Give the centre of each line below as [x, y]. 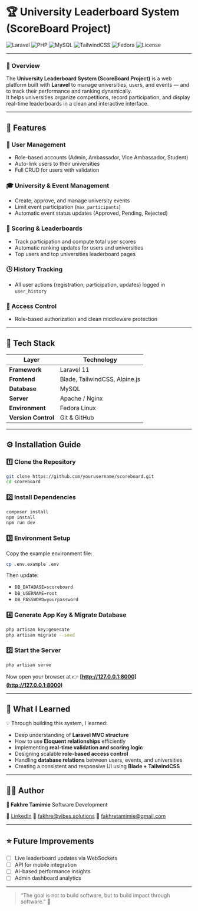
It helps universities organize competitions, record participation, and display [98, 97]
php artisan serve [29, 665]
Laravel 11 [75, 369]
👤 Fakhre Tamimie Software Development [57, 805]
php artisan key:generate [38, 630]
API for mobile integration [46, 865]
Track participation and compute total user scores [75, 241]
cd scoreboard [24, 482]
